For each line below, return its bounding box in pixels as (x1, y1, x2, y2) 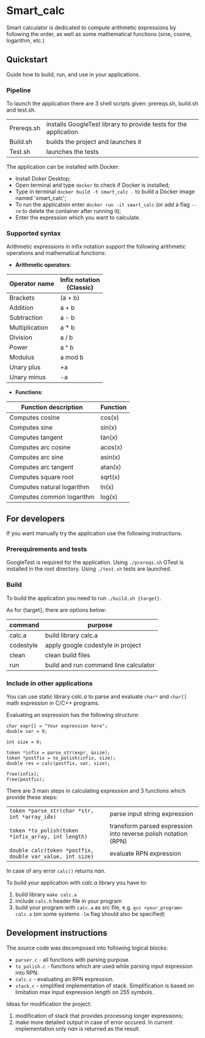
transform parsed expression (109, 822, 193, 831)
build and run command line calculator (45, 660, 156, 669)
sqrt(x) (100, 473, 120, 481)
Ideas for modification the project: (6, 1000, 92, 1007)
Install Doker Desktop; (15, 175, 71, 182)
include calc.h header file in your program (15, 898, 122, 905)
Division (9, 333, 32, 342)
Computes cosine (9, 413, 60, 422)
